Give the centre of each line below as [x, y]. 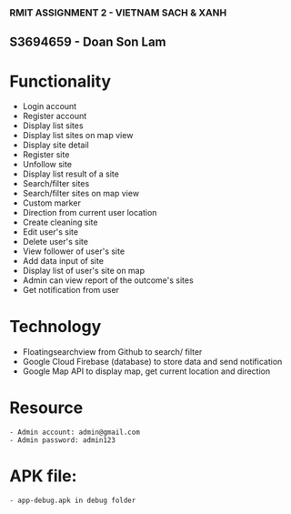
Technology [55, 327]
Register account [55, 116]
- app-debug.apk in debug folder [73, 501]
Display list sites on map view [78, 136]
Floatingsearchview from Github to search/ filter [112, 352]
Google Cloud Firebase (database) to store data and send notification [152, 362]
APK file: [43, 476]
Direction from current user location [90, 213]
